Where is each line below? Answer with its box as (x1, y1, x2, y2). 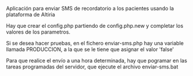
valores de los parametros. (6, 28, 71, 35)
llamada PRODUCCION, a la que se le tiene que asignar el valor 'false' (6, 46, 174, 53)
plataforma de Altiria (6, 11, 56, 18)
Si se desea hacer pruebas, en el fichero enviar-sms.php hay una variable (6, 40, 184, 46)
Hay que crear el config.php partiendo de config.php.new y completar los (6, 23, 184, 29)
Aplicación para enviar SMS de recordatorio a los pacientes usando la (6, 5, 174, 12)
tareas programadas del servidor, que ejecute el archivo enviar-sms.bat (6, 63, 178, 70)
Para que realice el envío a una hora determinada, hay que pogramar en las (6, 57, 187, 64)
